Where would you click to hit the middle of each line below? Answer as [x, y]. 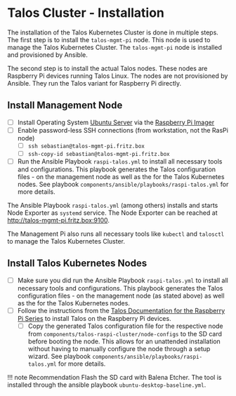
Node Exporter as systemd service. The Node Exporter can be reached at [112, 213]
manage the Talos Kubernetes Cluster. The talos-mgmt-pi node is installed [115, 47]
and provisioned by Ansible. [47, 55]
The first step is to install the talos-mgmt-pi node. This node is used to [109, 39]
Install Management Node [65, 106]
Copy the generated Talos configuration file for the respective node [125, 326]
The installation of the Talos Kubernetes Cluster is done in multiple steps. [113, 32]
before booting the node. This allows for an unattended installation [124, 341]
